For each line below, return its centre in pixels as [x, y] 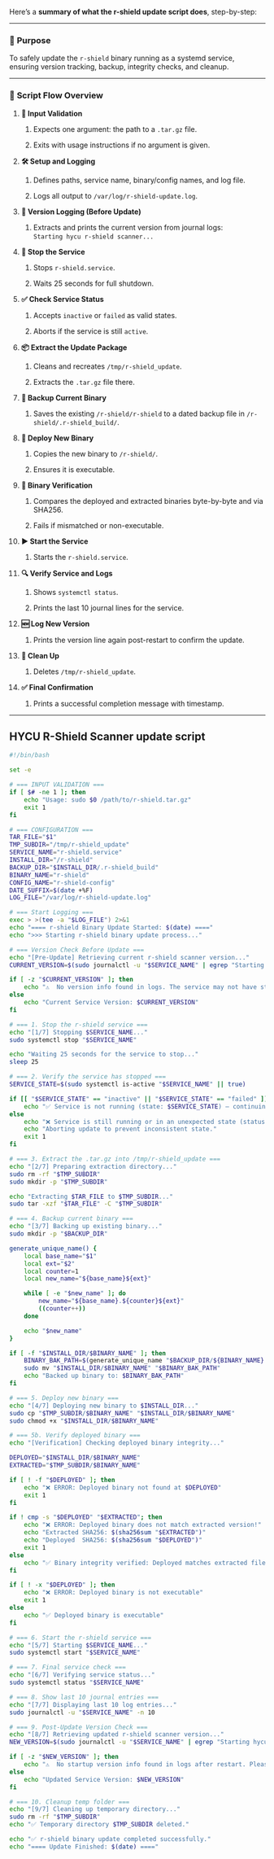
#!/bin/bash [29, 755]
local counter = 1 [52, 1271]
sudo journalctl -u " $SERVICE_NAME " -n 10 [82, 1712]
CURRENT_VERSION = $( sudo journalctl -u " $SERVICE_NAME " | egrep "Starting [137, 965]
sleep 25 [24, 1062]
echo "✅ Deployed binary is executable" [94, 1615]
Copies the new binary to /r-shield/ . [96, 453]
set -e [20, 770]
